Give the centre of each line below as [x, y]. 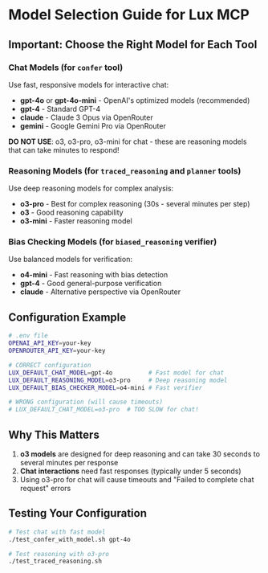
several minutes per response [69, 462]
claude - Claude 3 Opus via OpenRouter [87, 117]
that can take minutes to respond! [64, 149]
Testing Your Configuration [77, 513]
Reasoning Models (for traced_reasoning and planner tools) [125, 170]
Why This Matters [54, 434]
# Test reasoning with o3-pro [59, 554]
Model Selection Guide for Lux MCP [129, 15]
